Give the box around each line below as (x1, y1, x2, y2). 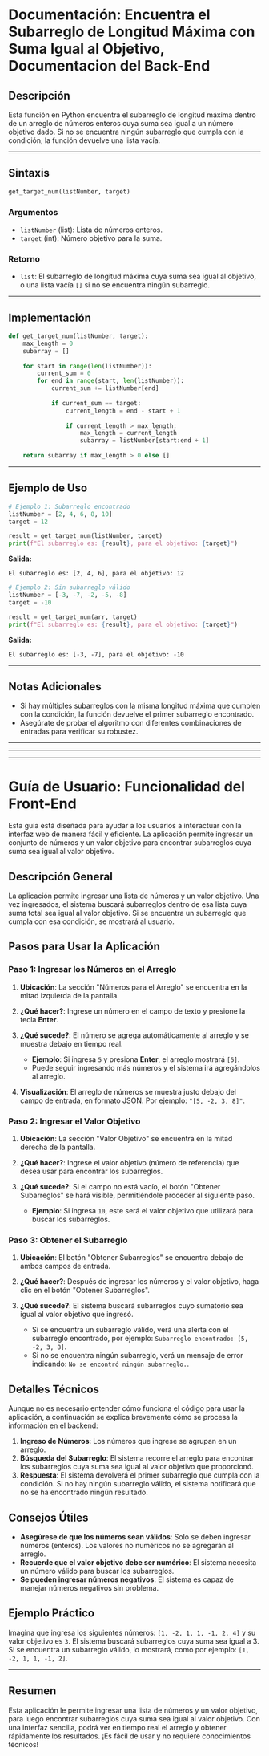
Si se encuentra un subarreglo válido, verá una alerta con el (31, 1325, 229, 1335)
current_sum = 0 (37, 369, 91, 378)
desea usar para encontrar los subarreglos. (19, 1166, 163, 1177)
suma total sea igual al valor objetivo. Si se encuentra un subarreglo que (8, 908, 247, 918)
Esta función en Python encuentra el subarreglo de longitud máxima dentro (8, 110, 256, 120)
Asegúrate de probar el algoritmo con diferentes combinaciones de (19, 718, 242, 728)
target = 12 (8, 518, 48, 526)
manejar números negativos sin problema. (19, 1583, 159, 1592)
